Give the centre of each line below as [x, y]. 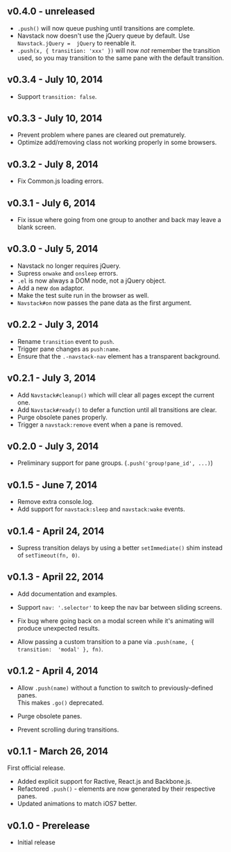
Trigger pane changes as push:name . [69, 349]
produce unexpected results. [58, 628]
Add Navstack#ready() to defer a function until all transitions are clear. [117, 409]
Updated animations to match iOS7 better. [77, 804]
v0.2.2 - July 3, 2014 [53, 325]
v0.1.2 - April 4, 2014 [53, 671]
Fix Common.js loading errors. [60, 181]
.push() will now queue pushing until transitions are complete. [106, 28]
